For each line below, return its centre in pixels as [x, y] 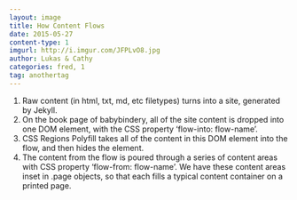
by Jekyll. [39, 110]
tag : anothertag [39, 76]
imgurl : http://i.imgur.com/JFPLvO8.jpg [85, 51]
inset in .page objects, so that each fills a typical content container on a [152, 176]
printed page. [47, 185]
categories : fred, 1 [47, 68]
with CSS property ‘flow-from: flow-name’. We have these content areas [154, 166]
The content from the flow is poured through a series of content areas [149, 157]
